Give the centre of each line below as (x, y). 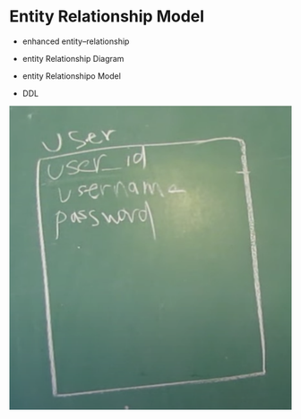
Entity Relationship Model (107, 17)
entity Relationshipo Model (71, 76)
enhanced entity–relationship (76, 41)
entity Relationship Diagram (73, 58)
